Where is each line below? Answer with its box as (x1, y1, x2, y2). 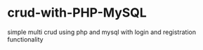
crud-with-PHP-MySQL (7, 5, 148, 21)
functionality (7, 35, 44, 43)
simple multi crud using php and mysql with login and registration (7, 28, 197, 36)
